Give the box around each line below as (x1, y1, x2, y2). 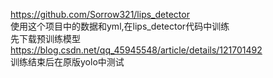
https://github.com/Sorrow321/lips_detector (10, 9, 190, 20)
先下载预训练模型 (10, 33, 81, 44)
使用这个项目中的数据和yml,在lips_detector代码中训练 (10, 20, 230, 32)
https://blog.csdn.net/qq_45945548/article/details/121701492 (10, 44, 263, 56)
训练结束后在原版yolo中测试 (10, 56, 125, 68)
